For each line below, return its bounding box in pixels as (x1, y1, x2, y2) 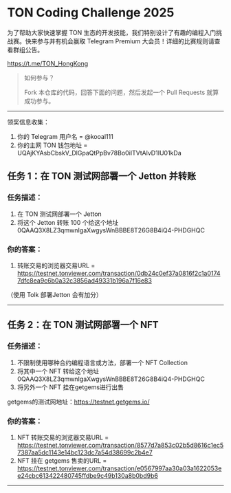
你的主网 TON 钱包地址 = (16, 141, 88, 149)
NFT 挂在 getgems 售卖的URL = (16, 456, 107, 465)
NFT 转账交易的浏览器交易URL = (16, 433, 109, 441)
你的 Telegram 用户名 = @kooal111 (16, 132, 113, 140)
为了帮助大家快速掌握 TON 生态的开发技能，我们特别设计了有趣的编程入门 (7, 28, 217, 36)
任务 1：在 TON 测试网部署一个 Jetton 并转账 (7, 171, 197, 182)
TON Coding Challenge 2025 (7, 5, 175, 21)
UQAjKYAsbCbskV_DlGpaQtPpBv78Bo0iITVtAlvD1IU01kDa (16, 149, 182, 157)
